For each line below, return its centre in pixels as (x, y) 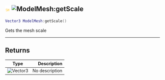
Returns (18, 50)
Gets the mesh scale (26, 30)
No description (48, 71)
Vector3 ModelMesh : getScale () (36, 21)
